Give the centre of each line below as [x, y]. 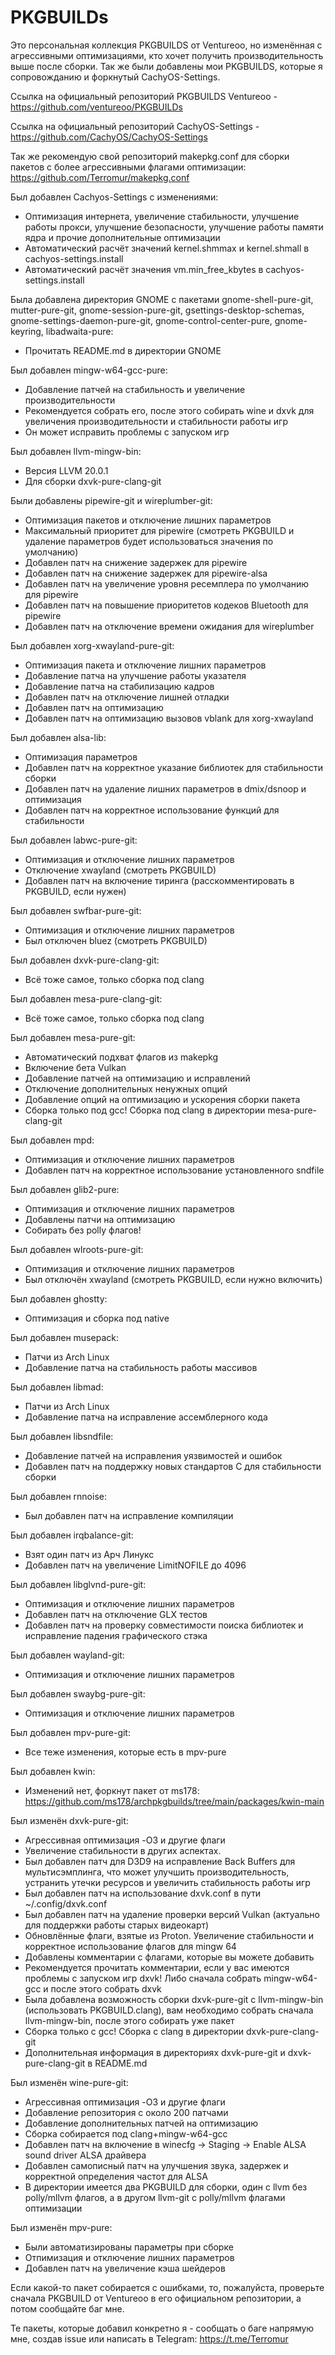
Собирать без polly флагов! [83, 1230]
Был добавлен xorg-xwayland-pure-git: [92, 645]
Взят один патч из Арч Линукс [89, 1554]
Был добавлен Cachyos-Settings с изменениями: [114, 197]
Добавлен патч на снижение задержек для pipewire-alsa [146, 573]
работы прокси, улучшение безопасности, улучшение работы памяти [174, 227]
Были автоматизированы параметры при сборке [129, 2247]
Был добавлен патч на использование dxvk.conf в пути [143, 1893]
